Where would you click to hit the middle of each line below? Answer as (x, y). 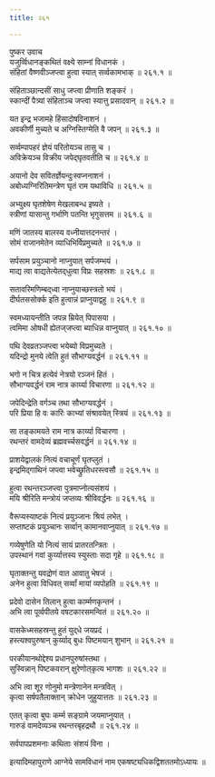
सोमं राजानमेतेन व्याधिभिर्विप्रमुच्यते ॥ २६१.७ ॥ (75, 243)
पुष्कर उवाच (26, 52)
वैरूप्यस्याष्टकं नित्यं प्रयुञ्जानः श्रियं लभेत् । (69, 516)
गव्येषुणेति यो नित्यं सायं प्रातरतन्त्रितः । (63, 544)
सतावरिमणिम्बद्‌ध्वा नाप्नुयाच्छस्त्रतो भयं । (66, 289)
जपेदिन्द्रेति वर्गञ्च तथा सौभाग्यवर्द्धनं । (61, 403)
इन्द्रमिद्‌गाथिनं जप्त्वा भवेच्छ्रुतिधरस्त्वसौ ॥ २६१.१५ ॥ (84, 470)
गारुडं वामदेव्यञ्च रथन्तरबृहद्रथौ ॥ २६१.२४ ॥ (74, 725)
